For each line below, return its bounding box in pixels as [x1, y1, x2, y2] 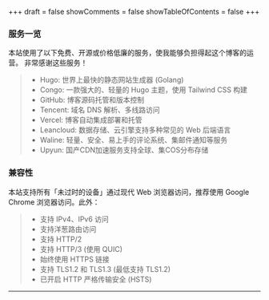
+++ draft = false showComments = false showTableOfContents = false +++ [8, 7, 260, 16]
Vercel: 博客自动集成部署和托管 [39, 116, 143, 125]
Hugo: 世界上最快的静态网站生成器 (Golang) [39, 75, 184, 85]
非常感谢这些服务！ [23, 58, 88, 67]
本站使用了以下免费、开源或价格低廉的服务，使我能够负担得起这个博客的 [8, 48, 247, 58]
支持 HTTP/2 [39, 234, 82, 244]
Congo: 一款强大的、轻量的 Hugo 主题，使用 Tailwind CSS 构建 [39, 85, 248, 95]
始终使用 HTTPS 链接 [39, 254, 110, 264]
